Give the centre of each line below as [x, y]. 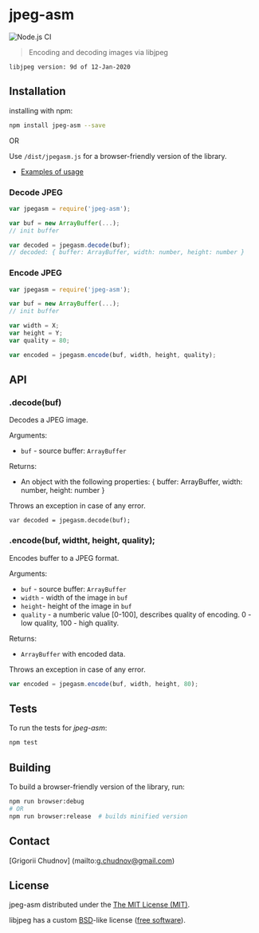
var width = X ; [34, 326]
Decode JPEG [36, 192]
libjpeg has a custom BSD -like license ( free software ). [97, 920]
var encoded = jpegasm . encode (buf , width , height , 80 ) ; [104, 684]
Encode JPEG [36, 273]
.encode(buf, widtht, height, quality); [82, 541]
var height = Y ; [36, 333]
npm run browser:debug [47, 802]
